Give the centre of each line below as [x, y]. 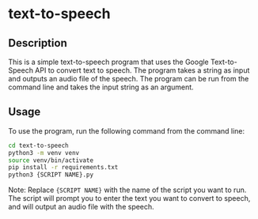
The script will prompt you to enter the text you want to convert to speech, [129, 198]
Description [38, 43]
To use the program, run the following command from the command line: [127, 130]
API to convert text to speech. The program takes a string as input [142, 70]
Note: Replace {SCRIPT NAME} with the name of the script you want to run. [127, 190]
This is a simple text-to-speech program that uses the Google [109, 62]
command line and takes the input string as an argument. [101, 87]
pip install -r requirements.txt [63, 168]
